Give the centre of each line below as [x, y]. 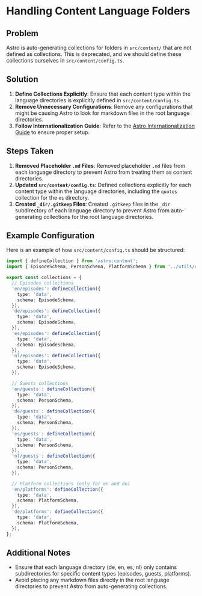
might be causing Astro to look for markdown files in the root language [103, 113]
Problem [23, 33]
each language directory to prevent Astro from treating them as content [103, 172]
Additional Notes [38, 552]
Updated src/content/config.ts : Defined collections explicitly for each [103, 185]
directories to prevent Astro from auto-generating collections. [91, 586]
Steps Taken [30, 151]
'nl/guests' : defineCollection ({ [54, 456]
